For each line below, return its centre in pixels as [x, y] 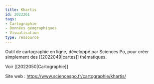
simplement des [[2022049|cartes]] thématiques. [56, 57]
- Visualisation [22, 33]
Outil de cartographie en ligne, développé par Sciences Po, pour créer [77, 51]
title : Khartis [21, 10]
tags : [11, 19]
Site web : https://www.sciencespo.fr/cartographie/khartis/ [66, 76]
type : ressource [22, 38]
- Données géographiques [31, 28]
